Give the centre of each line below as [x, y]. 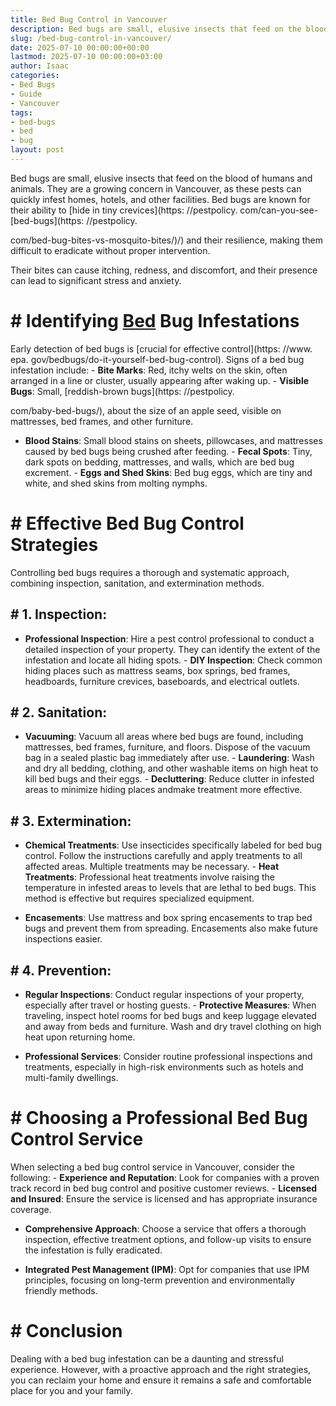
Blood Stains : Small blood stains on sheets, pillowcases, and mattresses [173, 440]
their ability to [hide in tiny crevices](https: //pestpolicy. [124, 210]
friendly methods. [61, 1290]
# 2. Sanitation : [59, 712]
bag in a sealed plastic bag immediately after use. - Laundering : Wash [169, 758]
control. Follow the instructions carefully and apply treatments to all [163, 856]
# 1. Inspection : [59, 614]
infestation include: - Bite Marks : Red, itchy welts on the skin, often [149, 370]
